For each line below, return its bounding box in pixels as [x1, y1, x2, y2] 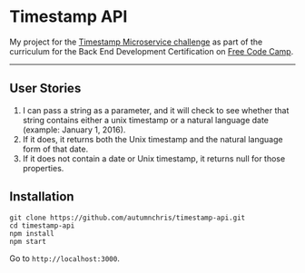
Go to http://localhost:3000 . [9, 252, 120, 264]
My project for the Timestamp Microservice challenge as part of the [9, 36, 263, 47]
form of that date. [22, 143, 89, 154]
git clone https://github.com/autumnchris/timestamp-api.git [9, 213, 246, 222]
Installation [9, 189, 74, 205]
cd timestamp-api [9, 220, 75, 230]
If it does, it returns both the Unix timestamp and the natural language [22, 133, 283, 144]
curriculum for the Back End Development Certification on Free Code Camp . [9, 45, 294, 56]
